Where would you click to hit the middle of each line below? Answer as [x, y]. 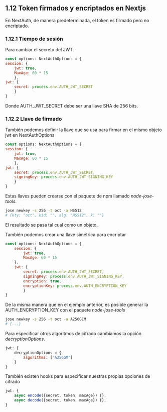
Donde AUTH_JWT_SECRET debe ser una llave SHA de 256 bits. [72, 106]
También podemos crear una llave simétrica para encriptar [66, 234]
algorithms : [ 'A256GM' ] [48, 357]
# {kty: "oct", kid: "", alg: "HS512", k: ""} [55, 215]
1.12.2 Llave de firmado [34, 119]
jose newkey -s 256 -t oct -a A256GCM [46, 319]
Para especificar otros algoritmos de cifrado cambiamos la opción [73, 334]
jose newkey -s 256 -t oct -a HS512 [43, 211]
